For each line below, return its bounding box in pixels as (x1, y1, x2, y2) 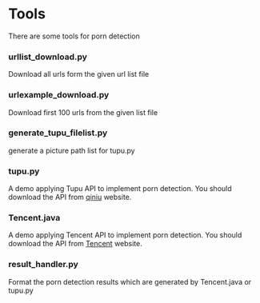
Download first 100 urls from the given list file (8, 107, 158, 117)
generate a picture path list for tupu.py (8, 146, 135, 155)
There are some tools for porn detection (8, 31, 140, 41)
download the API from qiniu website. (8, 193, 132, 202)
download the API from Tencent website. (8, 239, 142, 249)
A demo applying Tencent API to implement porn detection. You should (8, 230, 242, 240)
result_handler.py (8, 259, 78, 270)
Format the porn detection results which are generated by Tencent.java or (8, 277, 252, 286)
